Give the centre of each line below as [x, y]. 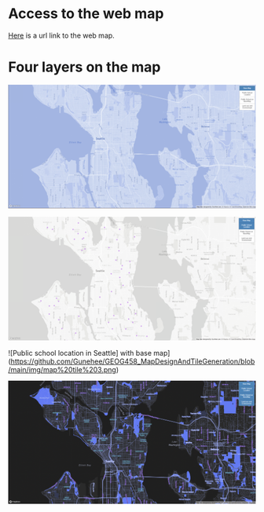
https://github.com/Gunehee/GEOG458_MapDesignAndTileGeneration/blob [133, 361]
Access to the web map [86, 14]
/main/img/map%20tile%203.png [62, 370]
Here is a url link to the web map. [62, 35]
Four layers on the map [84, 67]
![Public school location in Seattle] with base [80, 353]
